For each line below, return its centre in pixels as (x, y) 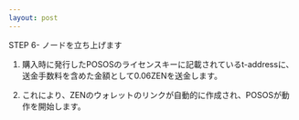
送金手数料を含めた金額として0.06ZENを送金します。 (122, 75)
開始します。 (62, 106)
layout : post (33, 18)
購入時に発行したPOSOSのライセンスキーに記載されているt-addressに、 (158, 64)
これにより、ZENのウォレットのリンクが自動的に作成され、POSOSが (152, 95)
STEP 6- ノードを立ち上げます (65, 45)
